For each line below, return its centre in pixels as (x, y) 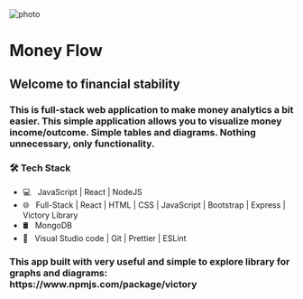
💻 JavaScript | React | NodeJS (82, 192)
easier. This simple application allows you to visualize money (146, 121)
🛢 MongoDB (47, 225)
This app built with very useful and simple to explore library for (150, 261)
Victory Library (50, 215)
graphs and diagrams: (59, 273)
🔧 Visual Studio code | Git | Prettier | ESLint (104, 238)
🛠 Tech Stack (40, 168)
